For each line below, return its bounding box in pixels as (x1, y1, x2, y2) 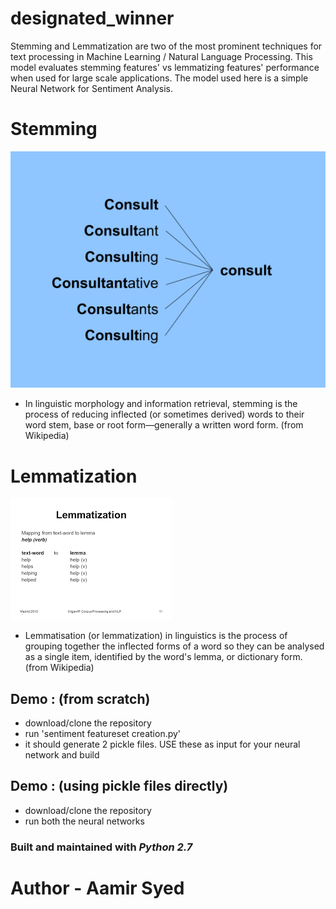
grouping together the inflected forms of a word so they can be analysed (24, 640, 325, 652)
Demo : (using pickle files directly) (10, 778, 229, 795)
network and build (24, 749, 100, 761)
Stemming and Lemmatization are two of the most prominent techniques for (10, 40, 323, 52)
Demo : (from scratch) (10, 690, 151, 707)
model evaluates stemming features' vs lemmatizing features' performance (10, 61, 320, 73)
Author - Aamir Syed (10, 877, 185, 899)
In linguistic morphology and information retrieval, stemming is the (24, 398, 298, 410)
